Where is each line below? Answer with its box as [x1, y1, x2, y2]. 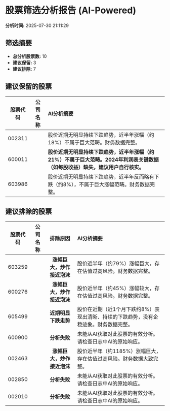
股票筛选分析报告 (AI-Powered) [5, 5, 137, 16]
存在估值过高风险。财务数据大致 [77, 355, 153, 362]
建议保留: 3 [12, 59, 36, 66]
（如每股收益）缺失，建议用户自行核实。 [48, 164, 144, 171]
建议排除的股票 [5, 207, 52, 216]
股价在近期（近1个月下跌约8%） [77, 306, 155, 313]
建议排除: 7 [12, 66, 36, 72]
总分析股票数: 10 [12, 53, 47, 59]
